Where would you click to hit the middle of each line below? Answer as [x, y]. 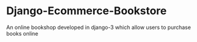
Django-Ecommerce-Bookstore [87, 11]
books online [22, 33]
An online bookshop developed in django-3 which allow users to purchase [99, 27]
